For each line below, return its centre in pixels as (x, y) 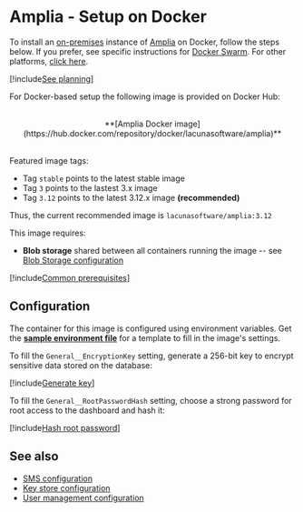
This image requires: (48, 233)
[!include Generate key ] (52, 383)
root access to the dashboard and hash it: (87, 410)
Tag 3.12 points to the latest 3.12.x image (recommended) (131, 197)
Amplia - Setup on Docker (108, 17)
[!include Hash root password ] (65, 427)
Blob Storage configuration (73, 260)
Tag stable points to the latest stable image (104, 178)
